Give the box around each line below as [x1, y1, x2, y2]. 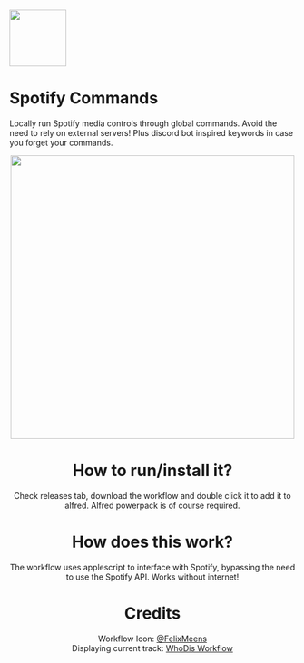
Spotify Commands [9, 88, 159, 109]
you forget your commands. [9, 137, 113, 149]
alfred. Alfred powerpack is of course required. [64, 500, 240, 512]
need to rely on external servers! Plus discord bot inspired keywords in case [9, 128, 293, 139]
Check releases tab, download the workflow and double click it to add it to [13, 491, 292, 502]
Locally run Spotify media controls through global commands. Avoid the [9, 118, 278, 129]
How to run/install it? [72, 461, 233, 481]
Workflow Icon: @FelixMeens [98, 633, 207, 644]
